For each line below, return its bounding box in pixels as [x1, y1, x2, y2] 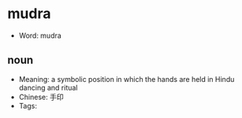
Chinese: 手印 [18, 92, 64, 101]
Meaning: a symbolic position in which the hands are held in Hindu [18, 74, 235, 83]
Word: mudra [18, 31, 62, 40]
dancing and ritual [18, 83, 78, 92]
